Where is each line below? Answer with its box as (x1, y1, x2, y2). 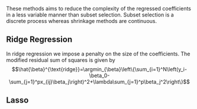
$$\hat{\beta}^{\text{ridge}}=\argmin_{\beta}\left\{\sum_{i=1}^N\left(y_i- (11, 65, 188, 72)
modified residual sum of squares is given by (6, 56, 115, 64)
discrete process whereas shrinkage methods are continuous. (6, 18, 157, 24)
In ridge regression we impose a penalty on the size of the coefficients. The (6, 50, 190, 57)
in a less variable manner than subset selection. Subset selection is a (6, 11, 175, 18)
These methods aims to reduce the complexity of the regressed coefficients (6, 5, 191, 12)
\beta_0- (89, 72, 110, 79)
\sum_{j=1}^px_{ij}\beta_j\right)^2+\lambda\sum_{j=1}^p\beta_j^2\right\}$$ (8, 78, 190, 85)
